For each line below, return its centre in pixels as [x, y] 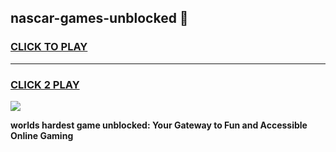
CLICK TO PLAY [49, 47]
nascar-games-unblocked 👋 [99, 18]
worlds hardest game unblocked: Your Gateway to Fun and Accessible [159, 125]
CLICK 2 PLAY [45, 84]
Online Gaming [42, 135]
